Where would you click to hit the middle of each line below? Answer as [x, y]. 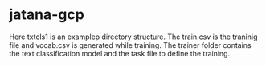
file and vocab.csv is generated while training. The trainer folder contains [130, 45]
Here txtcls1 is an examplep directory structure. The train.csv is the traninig [133, 37]
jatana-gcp [47, 15]
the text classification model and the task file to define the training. [120, 53]
